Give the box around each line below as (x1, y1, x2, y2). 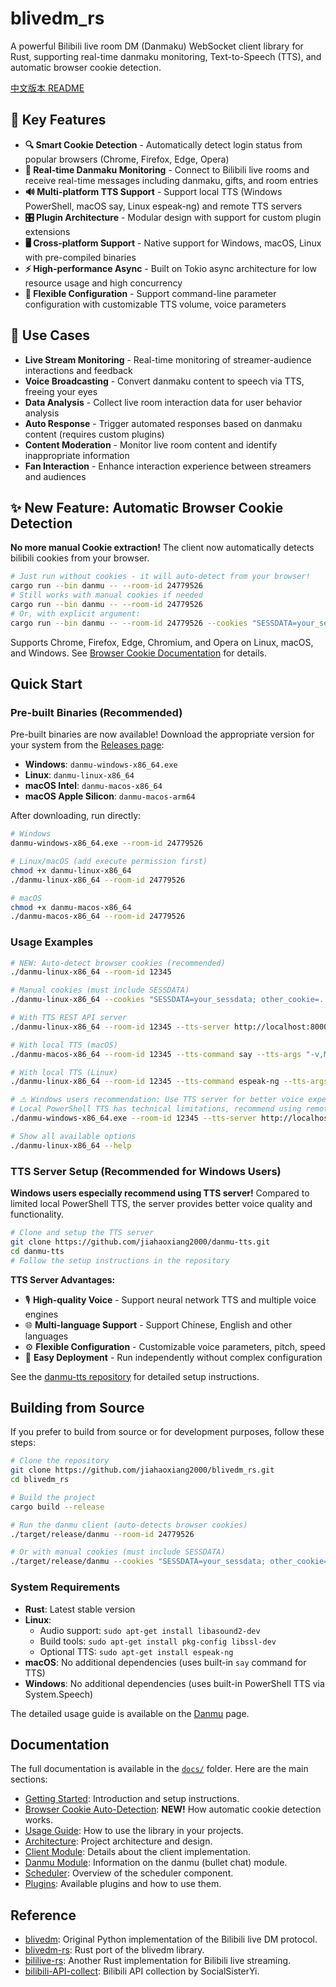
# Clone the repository (10, 1456, 110, 1466)
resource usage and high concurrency (24, 277, 183, 289)
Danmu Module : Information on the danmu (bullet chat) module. (24, 1857, 288, 1869)
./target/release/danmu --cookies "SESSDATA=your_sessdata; (10, 1557, 267, 1567)
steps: (10, 1437, 36, 1449)
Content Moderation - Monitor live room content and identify (24, 438, 278, 451)
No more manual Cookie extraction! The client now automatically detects (10, 542, 315, 554)
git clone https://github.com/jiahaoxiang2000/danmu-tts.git (10, 1237, 271, 1247)
